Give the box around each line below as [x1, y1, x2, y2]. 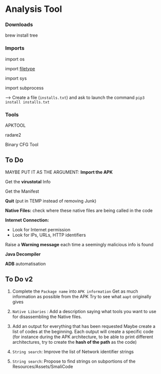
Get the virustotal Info [5, 178, 51, 184]
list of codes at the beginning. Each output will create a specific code [12, 328, 154, 334]
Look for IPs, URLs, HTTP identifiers [12, 232, 86, 238]
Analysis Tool [5, 3, 62, 15]
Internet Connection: [5, 217, 50, 223]
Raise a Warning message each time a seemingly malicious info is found [5, 241, 154, 247]
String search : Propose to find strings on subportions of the [12, 358, 136, 364]
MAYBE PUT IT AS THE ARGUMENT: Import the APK [5, 169, 113, 175]
